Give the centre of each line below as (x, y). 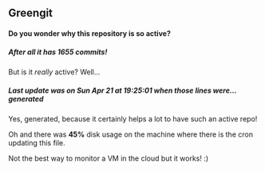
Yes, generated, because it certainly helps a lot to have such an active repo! (133, 118)
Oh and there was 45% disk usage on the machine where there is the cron (131, 134)
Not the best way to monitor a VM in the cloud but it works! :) (109, 158)
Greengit (31, 13)
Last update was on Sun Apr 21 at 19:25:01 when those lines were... (123, 90)
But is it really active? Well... (54, 72)
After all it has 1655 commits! (58, 52)
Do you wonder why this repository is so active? (90, 33)
